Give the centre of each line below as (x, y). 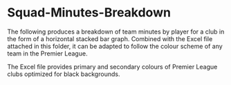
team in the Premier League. (47, 53)
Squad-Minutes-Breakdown (89, 13)
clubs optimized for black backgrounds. (64, 74)
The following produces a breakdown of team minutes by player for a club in (116, 32)
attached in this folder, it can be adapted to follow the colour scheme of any (115, 46)
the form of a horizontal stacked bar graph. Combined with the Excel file (110, 38)
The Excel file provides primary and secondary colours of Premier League (112, 66)
